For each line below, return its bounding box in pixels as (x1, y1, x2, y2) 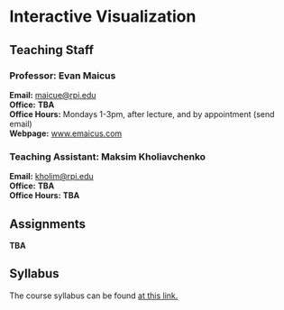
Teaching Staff (9, 42, 95, 58)
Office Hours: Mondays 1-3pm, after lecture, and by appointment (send (9, 108, 275, 119)
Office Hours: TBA (9, 190, 80, 201)
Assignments (9, 216, 87, 232)
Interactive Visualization (9, 6, 197, 27)
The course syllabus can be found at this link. (9, 290, 179, 301)
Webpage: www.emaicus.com (9, 128, 123, 139)
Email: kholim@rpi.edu (9, 171, 95, 182)
